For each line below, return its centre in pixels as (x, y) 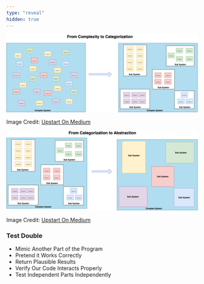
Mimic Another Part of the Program (59, 249)
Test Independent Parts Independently (63, 275)
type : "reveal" (25, 13)
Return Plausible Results (45, 262)
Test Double (24, 235)
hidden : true (23, 19)
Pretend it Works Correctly (48, 255)
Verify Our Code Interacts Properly (58, 268)
